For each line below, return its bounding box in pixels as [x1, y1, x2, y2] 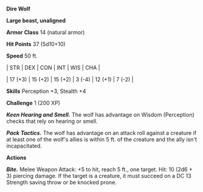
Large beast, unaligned [6, 17, 66, 24]
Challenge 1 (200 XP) [6, 100, 61, 106]
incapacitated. [6, 142, 43, 149]
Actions [6, 154, 27, 161]
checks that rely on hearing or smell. [6, 118, 98, 125]
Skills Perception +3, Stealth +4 [6, 87, 86, 95]
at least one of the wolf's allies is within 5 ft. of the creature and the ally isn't [6, 136, 198, 143]
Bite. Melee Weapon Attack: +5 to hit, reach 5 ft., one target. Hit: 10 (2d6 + [6, 166, 193, 173]
